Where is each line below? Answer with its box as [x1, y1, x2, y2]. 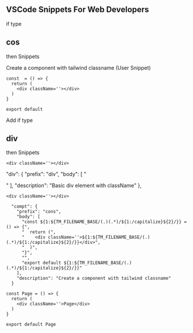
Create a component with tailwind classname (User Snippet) [6, 64, 151, 71]
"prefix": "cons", [16, 209, 61, 215]
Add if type [6, 117, 33, 124]
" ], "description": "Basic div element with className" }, [6, 182, 142, 189]
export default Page [6, 322, 57, 328]
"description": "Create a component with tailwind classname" [16, 276, 171, 281]
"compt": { [11, 203, 38, 210]
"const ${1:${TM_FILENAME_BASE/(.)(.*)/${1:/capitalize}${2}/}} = [21, 219, 187, 225]
